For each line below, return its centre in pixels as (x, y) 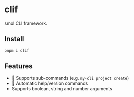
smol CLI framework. (26, 23)
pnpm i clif (17, 51)
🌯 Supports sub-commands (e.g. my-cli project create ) (70, 78)
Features (19, 66)
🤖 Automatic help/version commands (50, 83)
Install (14, 39)
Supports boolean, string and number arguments (62, 89)
